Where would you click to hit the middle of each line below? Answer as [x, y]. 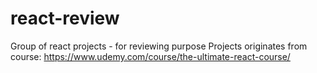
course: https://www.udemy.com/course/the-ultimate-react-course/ [150, 56]
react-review [65, 18]
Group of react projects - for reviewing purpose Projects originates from [159, 46]
